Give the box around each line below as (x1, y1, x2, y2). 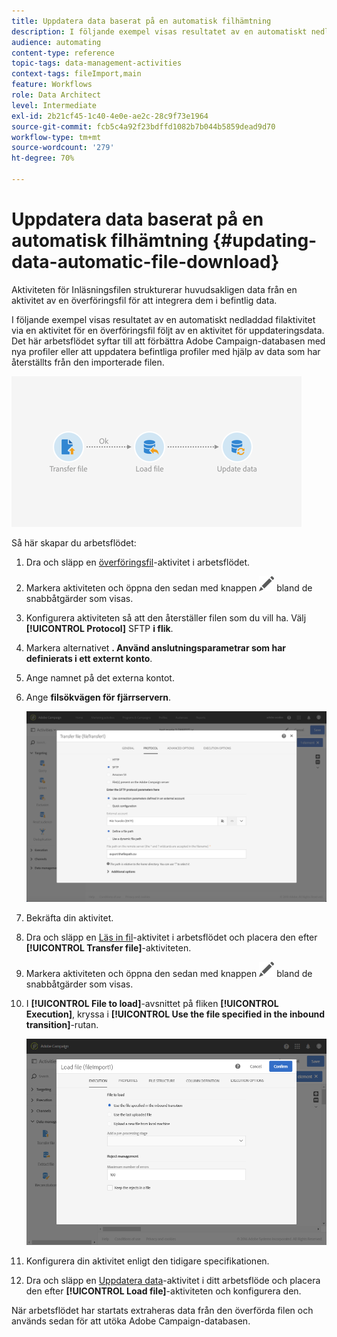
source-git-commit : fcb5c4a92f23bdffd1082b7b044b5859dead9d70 (11, 121, 276, 132)
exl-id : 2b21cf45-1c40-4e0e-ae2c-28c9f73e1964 (11, 111, 209, 121)
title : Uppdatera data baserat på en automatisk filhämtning (11, 16, 272, 26)
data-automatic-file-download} (11, 251, 280, 274)
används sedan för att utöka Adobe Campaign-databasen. (11, 1315, 251, 1327)
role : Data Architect (11, 90, 102, 100)
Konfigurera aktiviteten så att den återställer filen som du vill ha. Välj (25, 611, 307, 624)
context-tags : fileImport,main (11, 69, 142, 79)
